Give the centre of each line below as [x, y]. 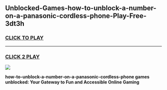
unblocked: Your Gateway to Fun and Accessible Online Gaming [72, 82]
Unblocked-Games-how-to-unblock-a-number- [81, 8]
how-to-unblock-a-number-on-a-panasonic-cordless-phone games [78, 77]
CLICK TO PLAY [24, 38]
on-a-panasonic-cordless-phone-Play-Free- [76, 16]
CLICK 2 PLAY [22, 57]
